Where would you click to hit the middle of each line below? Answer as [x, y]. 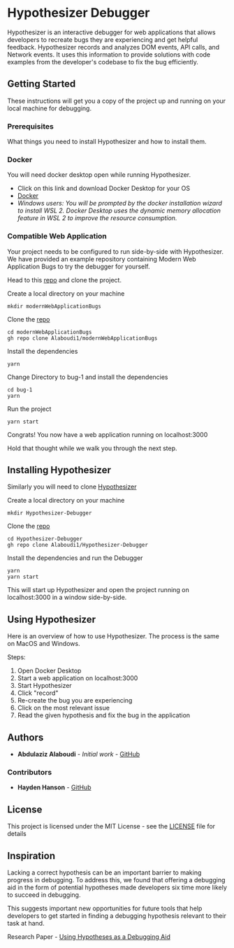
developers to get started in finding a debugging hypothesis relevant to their [117, 916]
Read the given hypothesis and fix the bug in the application [104, 715]
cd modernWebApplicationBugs [50, 332]
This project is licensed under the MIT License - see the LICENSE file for [111, 826]
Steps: [16, 657]
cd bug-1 [20, 389]
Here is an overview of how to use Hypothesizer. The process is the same [114, 636]
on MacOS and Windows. [44, 644]
